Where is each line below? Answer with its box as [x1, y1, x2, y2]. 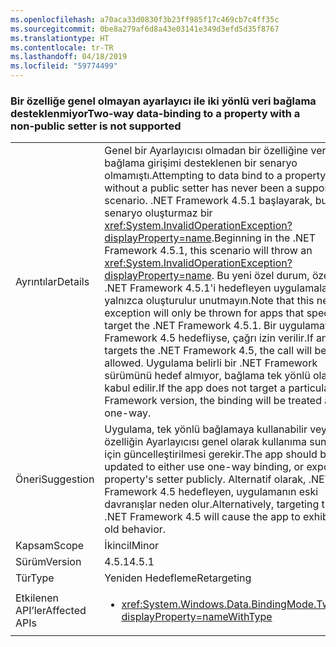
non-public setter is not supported [10, 119, 182, 133]
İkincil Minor [104, 539, 160, 553]
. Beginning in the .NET [211, 231, 317, 245]
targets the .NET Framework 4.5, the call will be [104, 344, 327, 358]
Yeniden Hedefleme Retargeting [104, 571, 252, 585]
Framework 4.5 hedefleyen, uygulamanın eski [104, 485, 319, 499]
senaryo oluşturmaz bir [104, 206, 213, 220]
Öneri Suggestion [15, 472, 95, 486]
